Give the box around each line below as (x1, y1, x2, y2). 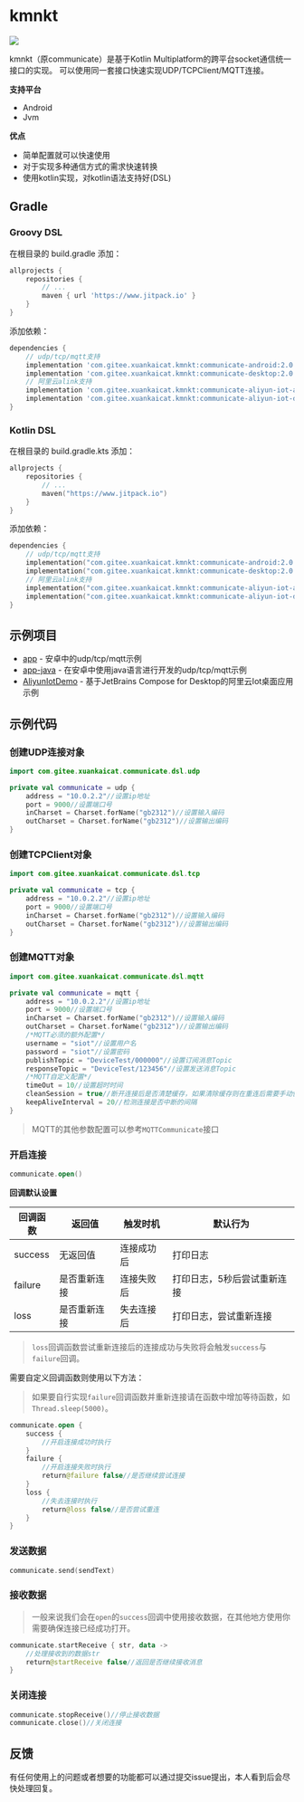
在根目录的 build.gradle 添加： (9, 248, 122, 259)
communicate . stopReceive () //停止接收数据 (9, 1710, 160, 1720)
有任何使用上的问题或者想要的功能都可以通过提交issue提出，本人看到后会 (9, 1771, 283, 1783)
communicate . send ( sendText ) (9, 1566, 116, 1575)
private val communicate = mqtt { (9, 988, 140, 997)
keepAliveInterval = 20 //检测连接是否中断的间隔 (25, 1098, 197, 1107)
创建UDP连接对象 (9, 746, 85, 758)
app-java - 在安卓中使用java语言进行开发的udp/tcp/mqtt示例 (22, 664, 247, 675)
